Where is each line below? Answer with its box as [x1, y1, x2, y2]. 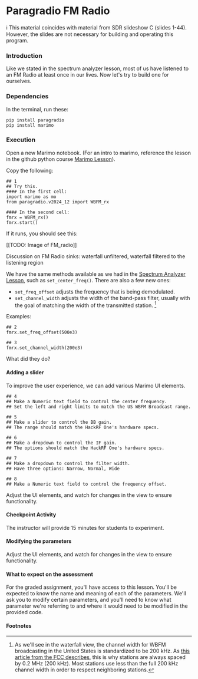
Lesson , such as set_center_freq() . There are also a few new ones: [6, 276, 171, 284]
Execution [6, 136, 36, 144]
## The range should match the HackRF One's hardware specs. [6, 424, 160, 430]
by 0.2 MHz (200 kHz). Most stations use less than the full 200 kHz [14, 660, 179, 667]
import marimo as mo [6, 193, 57, 200]
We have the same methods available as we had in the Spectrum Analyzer [6, 270, 186, 278]
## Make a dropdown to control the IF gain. [6, 440, 117, 446]
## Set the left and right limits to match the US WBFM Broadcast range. [6, 404, 192, 410]
